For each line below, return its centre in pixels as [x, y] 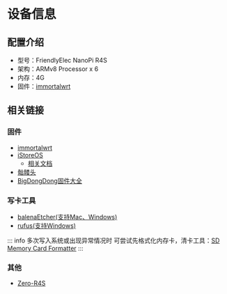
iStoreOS [30, 155]
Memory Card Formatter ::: [45, 248]
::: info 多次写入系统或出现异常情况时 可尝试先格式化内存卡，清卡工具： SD [113, 240]
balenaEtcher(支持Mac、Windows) [67, 217]
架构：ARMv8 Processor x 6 [58, 69]
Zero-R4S [31, 284]
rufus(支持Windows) [47, 225]
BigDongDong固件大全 [49, 180]
